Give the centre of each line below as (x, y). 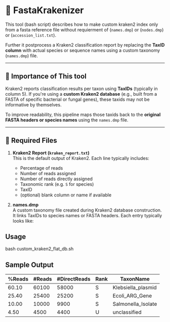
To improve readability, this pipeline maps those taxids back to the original (83, 114)
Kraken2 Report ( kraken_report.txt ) (51, 153)
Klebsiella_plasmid (135, 288)
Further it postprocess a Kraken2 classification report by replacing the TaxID (85, 45)
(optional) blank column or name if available (66, 195)
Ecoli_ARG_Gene (132, 296)
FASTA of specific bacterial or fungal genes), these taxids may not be (78, 99)
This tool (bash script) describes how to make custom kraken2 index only (82, 24)
